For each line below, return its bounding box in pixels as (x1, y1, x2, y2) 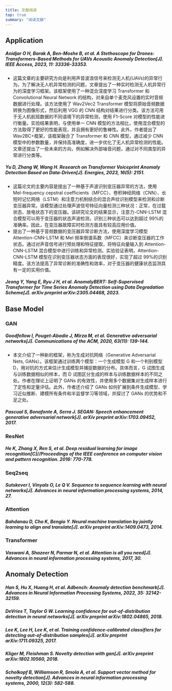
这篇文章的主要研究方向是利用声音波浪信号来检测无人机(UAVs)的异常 (12, 75, 158, 81)
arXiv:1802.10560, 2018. (5, 656, 59, 662)
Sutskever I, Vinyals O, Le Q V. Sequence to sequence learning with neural (5, 482, 167, 488)
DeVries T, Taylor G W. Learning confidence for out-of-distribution (5, 608, 150, 614)
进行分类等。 (17, 152, 45, 158)
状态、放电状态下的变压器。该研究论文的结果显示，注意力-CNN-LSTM (12, 209, 161, 215)
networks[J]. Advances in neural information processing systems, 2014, (5, 488, 164, 494)
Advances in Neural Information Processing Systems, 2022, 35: (5, 590, 145, 596)
